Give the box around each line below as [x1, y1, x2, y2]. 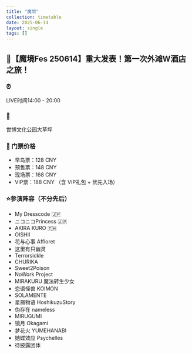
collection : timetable [6, 14, 62, 20]
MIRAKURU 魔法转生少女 [14, 278, 75, 285]
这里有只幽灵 [14, 245, 46, 252]
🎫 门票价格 [6, 142, 36, 151]
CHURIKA [14, 258, 38, 265]
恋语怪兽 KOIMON [14, 285, 59, 292]
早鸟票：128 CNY [14, 156, 57, 163]
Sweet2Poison [14, 264, 50, 271]
